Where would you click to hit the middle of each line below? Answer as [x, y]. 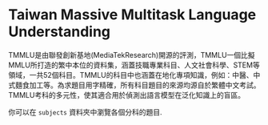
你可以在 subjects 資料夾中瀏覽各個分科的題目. [85, 112]
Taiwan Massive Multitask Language [132, 15]
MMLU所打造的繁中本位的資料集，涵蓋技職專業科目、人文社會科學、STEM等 [134, 65]
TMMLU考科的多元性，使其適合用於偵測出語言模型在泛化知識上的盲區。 [127, 95]
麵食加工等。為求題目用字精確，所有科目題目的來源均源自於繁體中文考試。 [138, 85]
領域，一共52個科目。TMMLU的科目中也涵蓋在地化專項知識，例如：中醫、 [131, 75]
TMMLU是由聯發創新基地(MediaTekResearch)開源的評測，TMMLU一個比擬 [132, 54]
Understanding [59, 32]
